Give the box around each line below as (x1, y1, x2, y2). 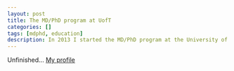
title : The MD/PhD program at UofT (7, 17, 112, 24)
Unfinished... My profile (7, 56, 76, 64)
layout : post (7, 10, 46, 18)
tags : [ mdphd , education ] (7, 30, 83, 37)
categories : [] (7, 23, 52, 30)
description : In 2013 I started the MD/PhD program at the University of (7, 37, 228, 44)
